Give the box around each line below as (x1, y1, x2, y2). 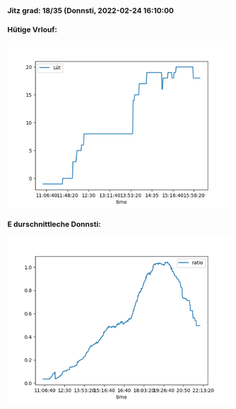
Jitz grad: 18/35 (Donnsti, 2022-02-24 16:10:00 (7, 6, 175, 16)
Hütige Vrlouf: (7, 24, 58, 34)
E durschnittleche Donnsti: (7, 219, 101, 229)
